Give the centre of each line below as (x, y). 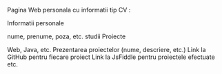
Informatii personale (36, 23)
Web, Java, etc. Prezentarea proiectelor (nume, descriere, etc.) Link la (107, 50)
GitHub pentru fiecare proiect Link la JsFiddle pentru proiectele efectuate (111, 57)
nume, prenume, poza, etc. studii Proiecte (67, 36)
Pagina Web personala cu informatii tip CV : (69, 10)
